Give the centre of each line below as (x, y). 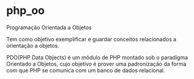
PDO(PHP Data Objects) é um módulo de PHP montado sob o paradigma (97, 57)
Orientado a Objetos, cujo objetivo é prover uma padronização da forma (96, 64)
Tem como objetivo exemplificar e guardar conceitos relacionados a (91, 39)
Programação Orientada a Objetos (49, 27)
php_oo (26, 11)
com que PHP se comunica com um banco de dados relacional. (86, 70)
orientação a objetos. (33, 46)
